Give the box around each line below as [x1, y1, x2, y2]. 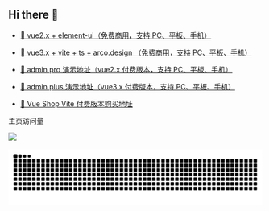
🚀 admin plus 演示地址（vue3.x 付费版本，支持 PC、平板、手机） [19, 81, 236, 91]
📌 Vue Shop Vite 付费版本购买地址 [19, 98, 133, 109]
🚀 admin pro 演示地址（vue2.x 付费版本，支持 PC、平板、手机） [19, 64, 233, 74]
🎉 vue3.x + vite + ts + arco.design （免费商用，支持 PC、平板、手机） [19, 48, 252, 57]
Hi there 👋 [8, 8, 59, 22]
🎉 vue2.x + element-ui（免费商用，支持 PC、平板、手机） [19, 30, 212, 40]
